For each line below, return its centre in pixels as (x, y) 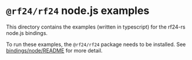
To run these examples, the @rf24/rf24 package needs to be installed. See (96, 44)
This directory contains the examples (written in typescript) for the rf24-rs (96, 27)
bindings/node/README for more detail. (54, 50)
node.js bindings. (27, 33)
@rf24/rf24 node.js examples (78, 11)
